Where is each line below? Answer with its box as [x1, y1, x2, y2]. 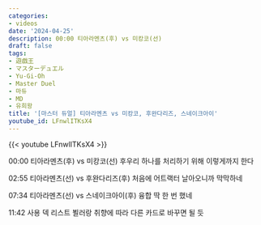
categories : [8, 11, 49, 20]
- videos [8, 19, 38, 28]
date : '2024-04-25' [8, 27, 75, 35]
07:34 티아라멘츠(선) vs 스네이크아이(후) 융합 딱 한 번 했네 [8, 190, 193, 200]
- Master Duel [8, 79, 57, 87]
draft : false [8, 42, 53, 50]
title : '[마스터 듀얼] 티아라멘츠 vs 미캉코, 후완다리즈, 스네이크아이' [8, 110, 218, 118]
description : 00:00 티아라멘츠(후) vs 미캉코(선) [8, 34, 162, 43]
